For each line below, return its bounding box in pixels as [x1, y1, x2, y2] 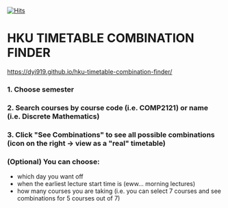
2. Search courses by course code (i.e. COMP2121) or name [7, 103, 209, 112]
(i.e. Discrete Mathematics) [7, 112, 100, 121]
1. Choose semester [7, 84, 75, 94]
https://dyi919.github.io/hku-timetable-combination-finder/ [7, 67, 173, 75]
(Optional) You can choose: [7, 157, 100, 166]
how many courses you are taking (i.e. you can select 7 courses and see [16, 187, 221, 195]
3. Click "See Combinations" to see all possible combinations [7, 130, 215, 140]
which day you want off [16, 172, 84, 181]
